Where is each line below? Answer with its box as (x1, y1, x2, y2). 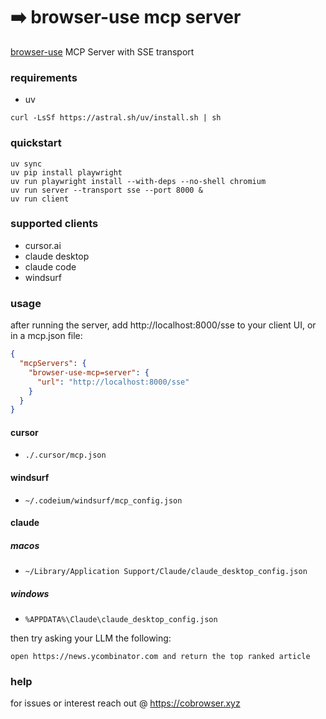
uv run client (10, 194, 70, 204)
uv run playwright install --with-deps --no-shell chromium (10, 176, 267, 186)
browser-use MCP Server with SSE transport (10, 45, 195, 58)
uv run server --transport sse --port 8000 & (10, 185, 203, 195)
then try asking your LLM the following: (10, 632, 172, 644)
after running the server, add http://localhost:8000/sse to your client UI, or (10, 319, 317, 331)
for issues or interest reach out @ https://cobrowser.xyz (10, 697, 241, 709)
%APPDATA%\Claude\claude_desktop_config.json (24, 615, 218, 625)
